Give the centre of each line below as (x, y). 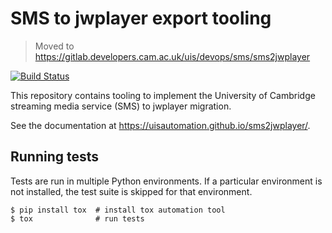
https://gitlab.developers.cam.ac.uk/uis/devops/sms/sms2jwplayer (172, 56)
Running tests (55, 157)
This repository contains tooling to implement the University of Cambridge (163, 95)
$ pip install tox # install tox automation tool (118, 210)
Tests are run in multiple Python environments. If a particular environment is (166, 181)
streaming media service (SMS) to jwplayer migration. (121, 106)
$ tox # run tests (77, 218)
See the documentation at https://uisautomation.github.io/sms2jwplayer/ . (160, 125)
